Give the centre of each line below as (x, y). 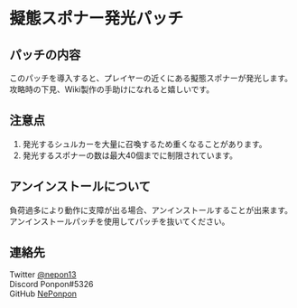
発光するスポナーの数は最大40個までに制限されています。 (130, 155)
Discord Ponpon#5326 (51, 285)
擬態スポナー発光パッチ (97, 19)
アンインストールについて (80, 187)
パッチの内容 (45, 55)
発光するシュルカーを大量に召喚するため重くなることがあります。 (144, 144)
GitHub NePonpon (43, 294)
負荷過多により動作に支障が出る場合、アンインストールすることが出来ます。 (151, 210)
